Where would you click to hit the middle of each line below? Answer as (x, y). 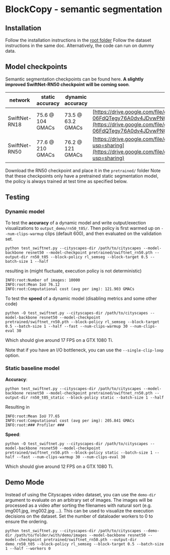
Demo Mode (25, 482)
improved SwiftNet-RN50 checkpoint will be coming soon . (68, 84)
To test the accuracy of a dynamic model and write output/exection (76, 223)
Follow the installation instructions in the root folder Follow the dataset (78, 40)
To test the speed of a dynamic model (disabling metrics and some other (81, 298)
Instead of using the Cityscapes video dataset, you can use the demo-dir (81, 494)
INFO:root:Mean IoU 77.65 (32, 416)
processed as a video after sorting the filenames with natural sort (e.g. (78, 505)
